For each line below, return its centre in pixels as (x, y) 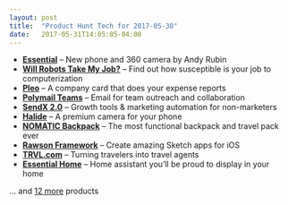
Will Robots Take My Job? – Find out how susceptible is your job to (146, 69)
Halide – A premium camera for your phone (102, 116)
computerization (52, 79)
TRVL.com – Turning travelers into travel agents (110, 155)
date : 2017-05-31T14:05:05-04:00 (76, 34)
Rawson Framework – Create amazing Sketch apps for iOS (131, 145)
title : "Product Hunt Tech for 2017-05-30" (93, 26)
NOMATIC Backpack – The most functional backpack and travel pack (150, 126)
